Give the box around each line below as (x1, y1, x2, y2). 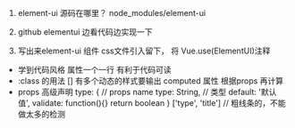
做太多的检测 (17, 109, 65, 119)
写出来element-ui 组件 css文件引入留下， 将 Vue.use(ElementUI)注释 (17, 45, 271, 56)
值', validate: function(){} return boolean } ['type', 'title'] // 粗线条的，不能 (17, 98, 286, 108)
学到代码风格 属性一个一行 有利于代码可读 (17, 65, 172, 75)
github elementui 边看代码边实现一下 (17, 27, 154, 37)
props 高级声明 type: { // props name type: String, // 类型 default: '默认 (17, 87, 277, 97)
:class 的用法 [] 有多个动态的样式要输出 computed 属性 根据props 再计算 (17, 76, 284, 86)
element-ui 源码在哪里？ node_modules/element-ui (17, 8, 206, 18)
